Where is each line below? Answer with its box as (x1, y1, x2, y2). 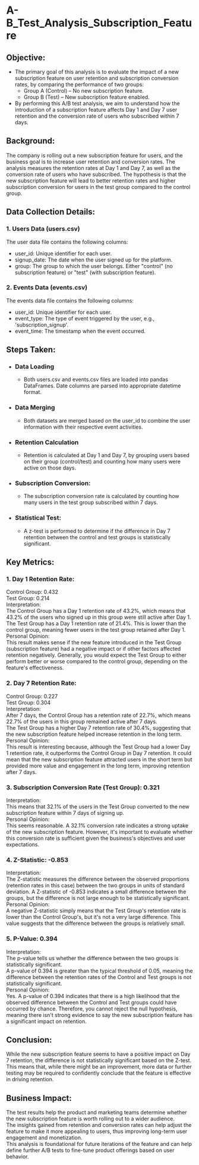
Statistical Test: (14, 514, 61, 522)
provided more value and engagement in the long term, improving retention (6, 762, 190, 769)
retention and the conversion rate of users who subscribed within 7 (14, 112, 179, 119)
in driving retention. (6, 1076, 54, 1083)
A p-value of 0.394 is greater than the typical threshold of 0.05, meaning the (6, 967, 193, 974)
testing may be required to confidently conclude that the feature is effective (6, 1069, 191, 1076)
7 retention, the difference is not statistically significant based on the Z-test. (6, 1057, 192, 1064)
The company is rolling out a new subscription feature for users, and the (6, 152, 183, 159)
